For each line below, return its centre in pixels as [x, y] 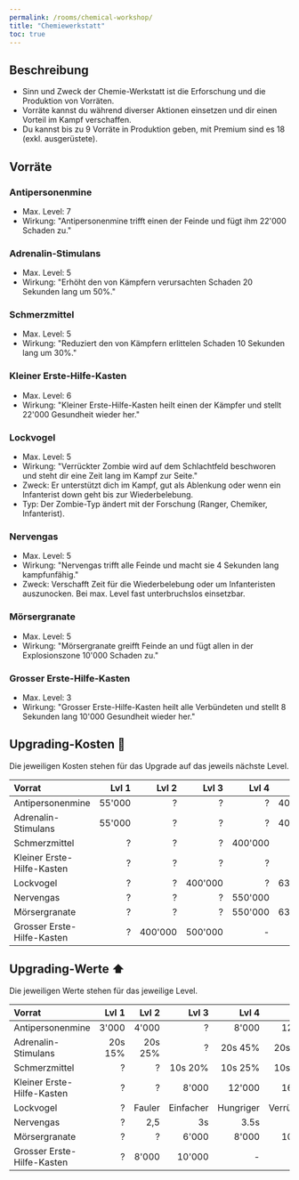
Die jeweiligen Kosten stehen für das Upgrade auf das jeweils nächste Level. [149, 765]
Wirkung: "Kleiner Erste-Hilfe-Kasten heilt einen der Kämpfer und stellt [152, 405]
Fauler [147, 1107]
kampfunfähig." [50, 575]
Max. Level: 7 [46, 211]
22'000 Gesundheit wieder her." [81, 414]
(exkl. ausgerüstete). [60, 139]
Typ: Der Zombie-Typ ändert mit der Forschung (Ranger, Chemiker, [145, 505]
